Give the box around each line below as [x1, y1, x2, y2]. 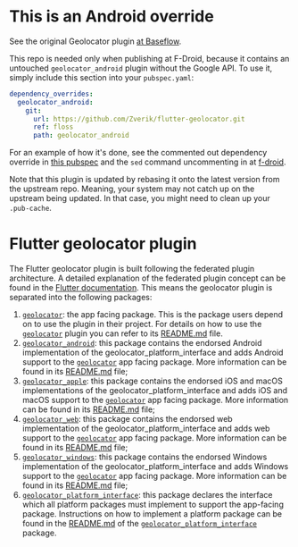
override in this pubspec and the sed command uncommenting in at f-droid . [9, 156, 286, 167]
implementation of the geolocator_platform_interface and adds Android [21, 347, 284, 358]
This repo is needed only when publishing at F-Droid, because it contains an [9, 53, 290, 63]
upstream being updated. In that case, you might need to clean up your [9, 193, 270, 204]
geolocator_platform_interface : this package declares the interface [21, 490, 273, 501]
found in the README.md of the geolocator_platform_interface [21, 518, 257, 529]
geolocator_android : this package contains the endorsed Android [21, 338, 262, 349]
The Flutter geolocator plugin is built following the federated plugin [9, 264, 255, 274]
